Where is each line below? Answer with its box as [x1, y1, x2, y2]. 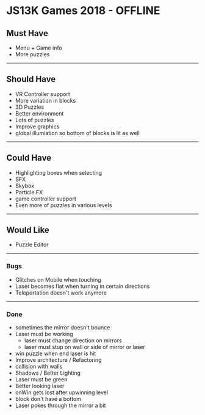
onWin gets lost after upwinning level [15, 389, 109, 396]
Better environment [15, 109, 64, 117]
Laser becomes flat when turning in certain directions [15, 282, 150, 290]
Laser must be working [15, 331, 73, 338]
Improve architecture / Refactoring [15, 356, 102, 364]
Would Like [6, 225, 50, 235]
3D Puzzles [15, 103, 45, 111]
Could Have [6, 153, 52, 163]
